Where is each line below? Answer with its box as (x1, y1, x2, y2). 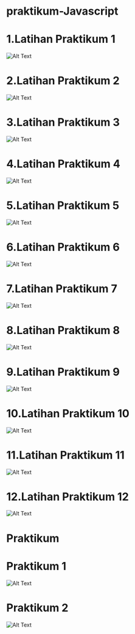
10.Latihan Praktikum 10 (6, 406, 130, 420)
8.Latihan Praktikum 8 (6, 323, 120, 337)
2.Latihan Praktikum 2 (6, 74, 120, 88)
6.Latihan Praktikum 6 (6, 240, 120, 254)
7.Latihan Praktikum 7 (6, 282, 117, 296)
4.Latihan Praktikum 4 (6, 157, 120, 171)
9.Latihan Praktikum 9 (6, 365, 120, 379)
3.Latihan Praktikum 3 (6, 115, 120, 129)
